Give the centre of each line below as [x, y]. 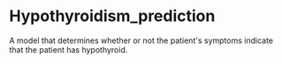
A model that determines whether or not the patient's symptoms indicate [141, 40]
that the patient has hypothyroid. [69, 49]
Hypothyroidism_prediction [112, 16]
